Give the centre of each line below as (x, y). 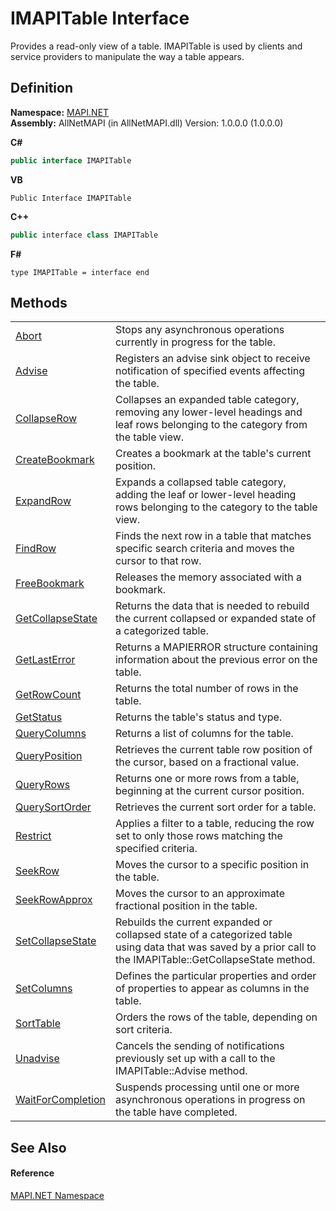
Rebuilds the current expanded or (193, 922)
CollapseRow (46, 419)
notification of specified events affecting (210, 371)
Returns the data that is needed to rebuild (212, 606)
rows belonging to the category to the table (216, 507)
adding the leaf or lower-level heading (205, 495)
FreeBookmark (50, 584)
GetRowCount (48, 695)
